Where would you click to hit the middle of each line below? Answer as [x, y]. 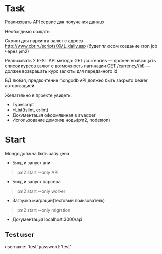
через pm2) [17, 51]
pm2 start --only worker [41, 191]
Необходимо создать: [28, 31]
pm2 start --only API [38, 172]
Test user [20, 235]
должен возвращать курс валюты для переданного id [61, 71]
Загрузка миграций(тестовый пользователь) [58, 200]
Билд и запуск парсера [36, 181]
